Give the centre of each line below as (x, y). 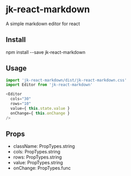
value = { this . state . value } (40, 108)
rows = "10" (21, 104)
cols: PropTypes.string (37, 152)
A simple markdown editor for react (43, 24)
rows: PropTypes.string (37, 157)
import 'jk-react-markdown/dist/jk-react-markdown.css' (66, 80)
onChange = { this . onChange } (40, 113)
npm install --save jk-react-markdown (46, 52)
